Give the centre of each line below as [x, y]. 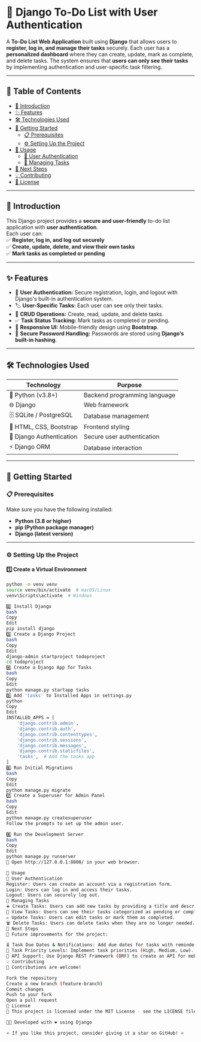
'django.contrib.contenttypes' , [57, 734]
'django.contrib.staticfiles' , [56, 751]
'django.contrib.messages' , [52, 746]
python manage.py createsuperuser [49, 818]
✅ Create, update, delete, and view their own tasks [71, 246]
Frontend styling [106, 427]
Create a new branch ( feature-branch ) [54, 984]
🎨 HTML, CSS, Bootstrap [44, 427]
